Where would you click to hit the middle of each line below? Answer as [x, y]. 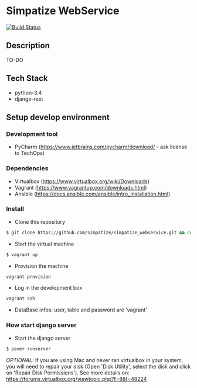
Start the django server [43, 338]
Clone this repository [40, 221]
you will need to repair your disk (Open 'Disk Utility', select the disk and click [98, 366]
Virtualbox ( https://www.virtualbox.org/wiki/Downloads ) [82, 181]
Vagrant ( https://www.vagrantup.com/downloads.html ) [81, 187]
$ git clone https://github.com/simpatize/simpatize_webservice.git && [95, 233]
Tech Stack [27, 79]
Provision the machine [41, 266]
